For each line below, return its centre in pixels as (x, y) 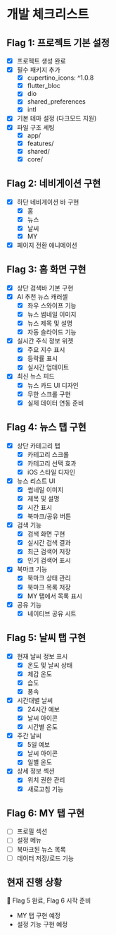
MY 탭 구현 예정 (39, 916)
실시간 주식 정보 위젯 (45, 341)
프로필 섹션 (32, 831)
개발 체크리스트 (48, 14)
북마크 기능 (32, 569)
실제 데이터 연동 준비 (56, 403)
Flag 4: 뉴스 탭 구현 (47, 427)
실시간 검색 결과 (49, 543)
